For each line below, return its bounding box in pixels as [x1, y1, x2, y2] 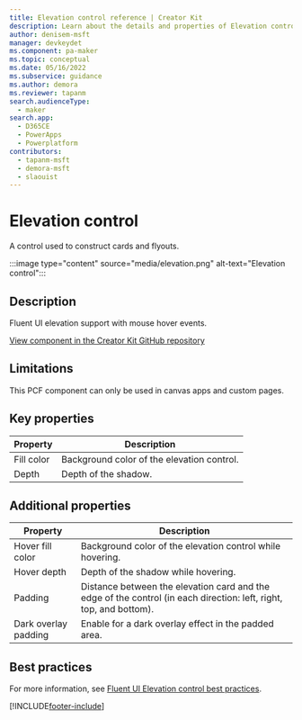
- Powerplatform [17, 139, 78, 148]
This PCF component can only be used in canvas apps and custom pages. [9, 384, 285, 396]
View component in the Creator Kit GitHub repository [9, 335, 205, 346]
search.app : [9, 113, 54, 122]
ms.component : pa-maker [9, 47, 99, 56]
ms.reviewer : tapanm [9, 88, 87, 97]
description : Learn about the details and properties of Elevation [9, 22, 268, 31]
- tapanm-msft [17, 155, 70, 165]
